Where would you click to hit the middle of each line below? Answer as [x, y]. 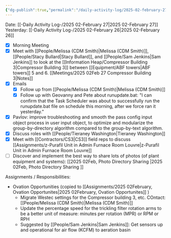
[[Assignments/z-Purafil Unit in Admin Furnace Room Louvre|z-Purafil [86, 145]
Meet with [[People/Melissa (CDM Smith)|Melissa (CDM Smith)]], [81, 51]
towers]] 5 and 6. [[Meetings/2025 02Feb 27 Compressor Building [82, 73]
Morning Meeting [31, 45]
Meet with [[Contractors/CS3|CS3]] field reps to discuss [72, 139]
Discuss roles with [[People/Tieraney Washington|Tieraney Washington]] [89, 133]
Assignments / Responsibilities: [38, 177]
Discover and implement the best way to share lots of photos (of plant [86, 156]
